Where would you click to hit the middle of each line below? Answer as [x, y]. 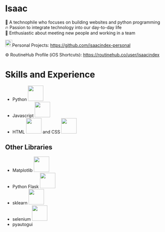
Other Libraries [29, 147]
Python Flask [25, 186]
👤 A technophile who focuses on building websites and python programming [83, 22]
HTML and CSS [36, 132]
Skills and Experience [50, 75]
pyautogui [22, 224]
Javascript [23, 116]
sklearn [20, 203]
